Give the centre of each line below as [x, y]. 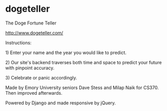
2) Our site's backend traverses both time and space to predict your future [83, 62]
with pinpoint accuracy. [30, 68]
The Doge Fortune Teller [31, 23]
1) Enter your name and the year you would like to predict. [66, 52]
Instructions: [18, 43]
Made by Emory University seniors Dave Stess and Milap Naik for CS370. [82, 88]
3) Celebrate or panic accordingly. [41, 77]
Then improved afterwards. [34, 93]
